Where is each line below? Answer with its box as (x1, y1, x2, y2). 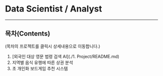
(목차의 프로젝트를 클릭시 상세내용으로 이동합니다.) (5, 43, 100, 49)
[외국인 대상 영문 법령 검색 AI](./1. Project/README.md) (12, 53, 120, 59)
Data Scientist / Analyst (5, 3, 102, 14)
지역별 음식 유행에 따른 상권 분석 (12, 59, 73, 65)
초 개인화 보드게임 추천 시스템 (12, 65, 68, 71)
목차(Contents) (5, 30, 50, 38)
